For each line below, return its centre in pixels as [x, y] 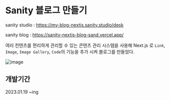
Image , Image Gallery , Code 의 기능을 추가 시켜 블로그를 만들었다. [70, 52]
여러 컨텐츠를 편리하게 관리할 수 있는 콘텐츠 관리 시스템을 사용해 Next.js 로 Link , [85, 45]
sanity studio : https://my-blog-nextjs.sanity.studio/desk [65, 25]
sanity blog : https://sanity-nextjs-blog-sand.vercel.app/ [65, 35]
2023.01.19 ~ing [22, 92]
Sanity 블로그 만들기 [46, 10]
